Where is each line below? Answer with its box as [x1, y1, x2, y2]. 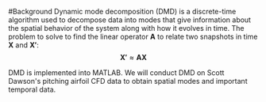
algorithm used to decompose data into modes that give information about [8, 15, 252, 25]
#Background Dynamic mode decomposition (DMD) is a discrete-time [8, 7, 237, 16]
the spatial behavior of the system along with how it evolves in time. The [8, 24, 245, 32]
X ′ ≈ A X [120, 53, 147, 62]
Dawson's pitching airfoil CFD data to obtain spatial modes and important [8, 77, 248, 85]
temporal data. [8, 85, 56, 94]
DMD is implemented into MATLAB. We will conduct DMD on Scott [8, 68, 225, 77]
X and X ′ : [8, 40, 40, 50]
